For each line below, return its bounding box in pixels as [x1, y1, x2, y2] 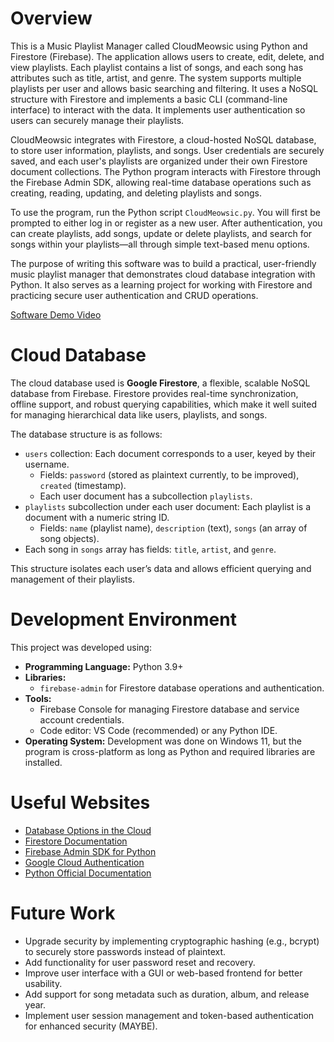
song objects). [39, 532, 100, 544]
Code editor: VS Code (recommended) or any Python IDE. [39, 724, 278, 736]
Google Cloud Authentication [24, 856, 145, 868]
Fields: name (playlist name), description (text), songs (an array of [39, 522, 308, 534]
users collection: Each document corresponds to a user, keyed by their [24, 447, 317, 459]
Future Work [10, 902, 116, 924]
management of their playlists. [10, 573, 135, 585]
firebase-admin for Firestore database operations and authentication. [39, 682, 325, 694]
